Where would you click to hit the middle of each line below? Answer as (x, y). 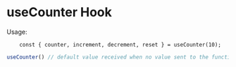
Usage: (17, 32)
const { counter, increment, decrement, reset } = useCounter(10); (120, 44)
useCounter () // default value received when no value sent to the (108, 57)
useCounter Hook (59, 12)
